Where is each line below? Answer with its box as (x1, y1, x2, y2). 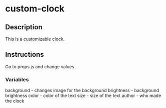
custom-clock (5, 3, 65, 14)
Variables (5, 76, 29, 83)
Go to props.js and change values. (5, 63, 76, 70)
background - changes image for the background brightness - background (5, 88, 159, 94)
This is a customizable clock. (5, 36, 65, 42)
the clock (5, 98, 24, 104)
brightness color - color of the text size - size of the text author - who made (5, 93, 161, 99)
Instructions (5, 50, 44, 59)
